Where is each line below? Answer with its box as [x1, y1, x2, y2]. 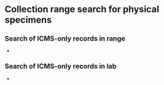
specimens [5, 14, 52, 26]
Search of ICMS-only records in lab [5, 62, 117, 71]
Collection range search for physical [5, 4, 159, 15]
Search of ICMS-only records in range [5, 34, 126, 43]
